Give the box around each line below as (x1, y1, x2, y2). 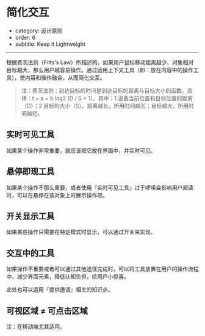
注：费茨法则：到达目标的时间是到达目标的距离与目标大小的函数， (21, 87, 187, 94)
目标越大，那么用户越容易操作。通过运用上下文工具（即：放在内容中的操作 (6, 66, 193, 73)
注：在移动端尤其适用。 (6, 323, 65, 330)
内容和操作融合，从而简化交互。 (24, 74, 106, 81)
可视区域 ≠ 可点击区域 (6, 305, 88, 316)
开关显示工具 (6, 211, 55, 221)
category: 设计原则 (15, 27, 63, 34)
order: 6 (15, 34, 35, 41)
